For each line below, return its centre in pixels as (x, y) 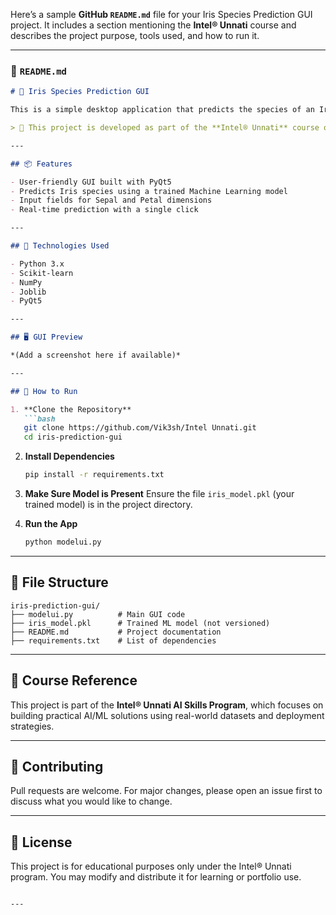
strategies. (32, 726)
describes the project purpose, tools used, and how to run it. (135, 35)
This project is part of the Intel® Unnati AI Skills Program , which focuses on (167, 705)
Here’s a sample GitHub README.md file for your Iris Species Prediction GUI (161, 14)
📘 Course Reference (74, 680)
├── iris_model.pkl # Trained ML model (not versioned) (140, 623)
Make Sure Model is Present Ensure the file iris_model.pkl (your (159, 494)
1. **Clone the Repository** (71, 409)
